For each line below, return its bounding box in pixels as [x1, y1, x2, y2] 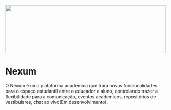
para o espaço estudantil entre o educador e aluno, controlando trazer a [5, 88, 158, 94]
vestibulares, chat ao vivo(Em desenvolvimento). [5, 99, 108, 105]
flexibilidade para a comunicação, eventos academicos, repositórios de [5, 93, 156, 100]
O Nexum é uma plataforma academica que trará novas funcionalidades [5, 82, 158, 88]
